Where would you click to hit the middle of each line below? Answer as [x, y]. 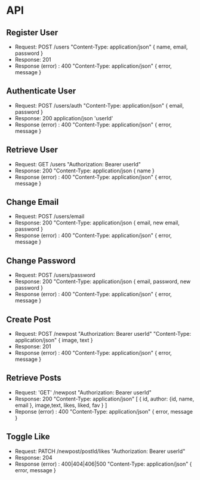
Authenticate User [41, 91]
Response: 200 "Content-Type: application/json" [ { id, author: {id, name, [104, 399]
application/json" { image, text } [54, 340]
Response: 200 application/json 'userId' [64, 118]
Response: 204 [33, 457]
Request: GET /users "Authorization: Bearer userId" [78, 164]
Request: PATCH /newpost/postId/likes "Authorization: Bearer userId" [100, 451]
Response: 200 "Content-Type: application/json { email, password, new [103, 281]
